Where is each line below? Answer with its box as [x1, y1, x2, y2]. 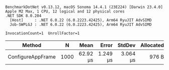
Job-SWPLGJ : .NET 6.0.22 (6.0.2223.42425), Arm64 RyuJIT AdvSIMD [10, 22, 152, 27]
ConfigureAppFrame [8, 53, 56, 60]
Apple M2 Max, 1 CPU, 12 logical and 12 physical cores [5, 9, 125, 14]
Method [22, 42, 42, 48]
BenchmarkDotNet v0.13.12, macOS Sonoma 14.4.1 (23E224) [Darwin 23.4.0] [5, 4, 163, 9]
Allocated [140, 42, 164, 48]
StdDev [117, 42, 136, 48]
